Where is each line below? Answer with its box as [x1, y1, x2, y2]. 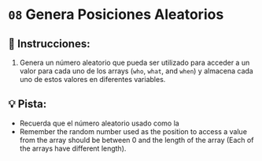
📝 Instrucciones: [8, 37, 90, 51]
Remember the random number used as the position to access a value [19, 126, 248, 136]
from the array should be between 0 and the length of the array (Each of [19, 135, 254, 144]
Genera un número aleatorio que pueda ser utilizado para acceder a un [19, 58, 250, 67]
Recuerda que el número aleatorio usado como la [19, 118, 179, 128]
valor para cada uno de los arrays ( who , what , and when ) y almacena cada [19, 66, 253, 76]
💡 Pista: [8, 97, 47, 111]
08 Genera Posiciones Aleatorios [8, 6, 224, 24]
